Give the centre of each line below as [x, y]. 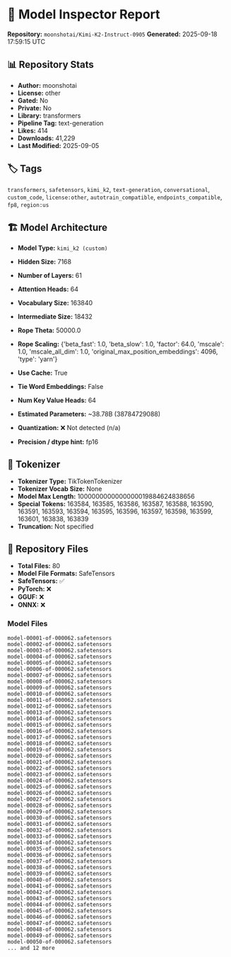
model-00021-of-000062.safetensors [60, 762]
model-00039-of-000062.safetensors [60, 874]
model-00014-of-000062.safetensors [60, 719]
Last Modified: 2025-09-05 [58, 145]
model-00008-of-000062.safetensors [60, 682]
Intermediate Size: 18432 [55, 317]
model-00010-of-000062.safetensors [60, 694]
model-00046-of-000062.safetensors [60, 917]
